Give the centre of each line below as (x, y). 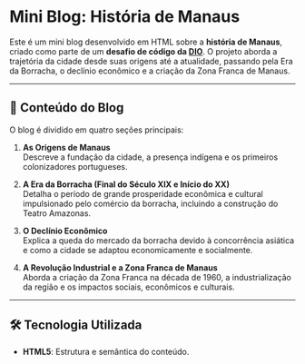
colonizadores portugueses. (75, 166)
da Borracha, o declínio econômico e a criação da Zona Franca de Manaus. (150, 71)
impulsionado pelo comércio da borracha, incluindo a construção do (150, 203)
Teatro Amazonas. (57, 213)
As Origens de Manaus (66, 147)
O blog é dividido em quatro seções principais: (97, 130)
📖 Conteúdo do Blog (67, 108)
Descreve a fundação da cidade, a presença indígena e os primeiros (150, 157)
